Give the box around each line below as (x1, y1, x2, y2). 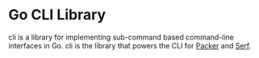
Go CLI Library (8, 6, 107, 24)
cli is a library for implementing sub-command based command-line (8, 32, 234, 42)
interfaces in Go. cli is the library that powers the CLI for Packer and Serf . (8, 40, 252, 50)
